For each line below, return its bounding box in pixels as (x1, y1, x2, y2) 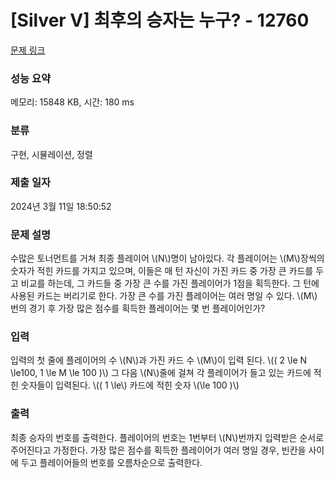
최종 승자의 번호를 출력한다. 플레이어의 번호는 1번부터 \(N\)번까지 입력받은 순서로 (10, 431, 325, 443)
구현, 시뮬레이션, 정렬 (10, 148, 93, 160)
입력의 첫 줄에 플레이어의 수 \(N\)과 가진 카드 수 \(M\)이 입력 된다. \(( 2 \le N (10, 354, 308, 366)
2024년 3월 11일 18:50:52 (10, 200, 112, 212)
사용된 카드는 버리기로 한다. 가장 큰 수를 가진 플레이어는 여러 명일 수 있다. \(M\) (10, 290, 318, 302)
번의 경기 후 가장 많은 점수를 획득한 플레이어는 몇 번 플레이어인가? (10, 302, 266, 315)
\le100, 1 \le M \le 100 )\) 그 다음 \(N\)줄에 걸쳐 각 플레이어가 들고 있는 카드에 (10, 367, 312, 379)
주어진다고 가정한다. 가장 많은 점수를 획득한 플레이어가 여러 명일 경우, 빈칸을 (10, 444, 307, 456)
